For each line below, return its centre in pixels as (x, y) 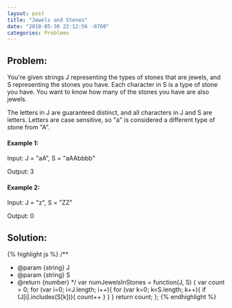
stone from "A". (29, 127)
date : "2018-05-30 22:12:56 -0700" (58, 26)
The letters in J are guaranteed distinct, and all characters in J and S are (110, 113)
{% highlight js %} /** (38, 254)
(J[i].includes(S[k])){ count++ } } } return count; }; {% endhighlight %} (117, 297)
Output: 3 (21, 172)
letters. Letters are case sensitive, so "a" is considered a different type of (111, 120)
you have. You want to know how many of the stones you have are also (108, 92)
